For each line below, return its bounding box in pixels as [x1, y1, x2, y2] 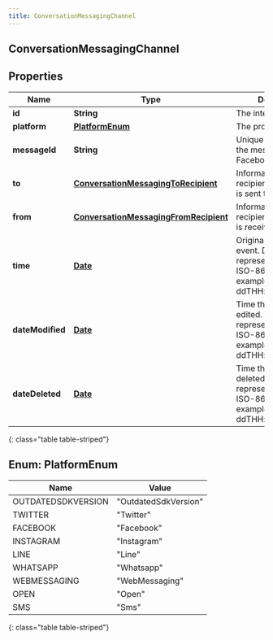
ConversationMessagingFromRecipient [73, 211, 229, 222]
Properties [8, 70, 63, 84]
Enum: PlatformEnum [8, 458, 119, 472]
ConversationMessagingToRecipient [73, 177, 218, 189]
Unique [236, 133, 264, 145]
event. [236, 245, 260, 256]
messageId [12, 144, 57, 155]
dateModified [12, 324, 67, 335]
